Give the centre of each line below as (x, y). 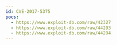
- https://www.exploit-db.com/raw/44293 (61, 28)
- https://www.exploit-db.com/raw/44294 (61, 33)
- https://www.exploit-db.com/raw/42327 (61, 22)
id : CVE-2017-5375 (28, 11)
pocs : (12, 17)
